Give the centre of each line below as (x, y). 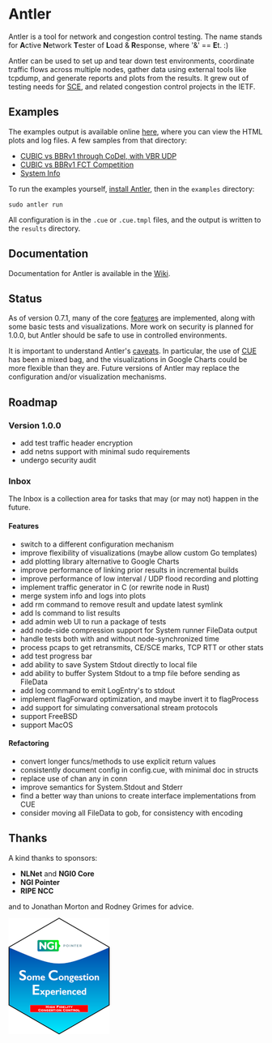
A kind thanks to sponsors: (53, 858)
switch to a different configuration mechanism (97, 544)
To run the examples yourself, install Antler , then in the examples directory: (132, 189)
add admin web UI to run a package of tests (93, 621)
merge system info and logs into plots (83, 595)
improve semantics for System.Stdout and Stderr (102, 787)
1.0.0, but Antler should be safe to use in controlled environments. (118, 335)
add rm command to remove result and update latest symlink (121, 604)
